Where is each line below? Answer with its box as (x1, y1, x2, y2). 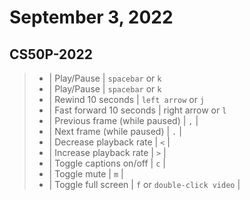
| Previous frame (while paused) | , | (48, 115, 199, 126)
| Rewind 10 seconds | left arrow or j (48, 94, 206, 105)
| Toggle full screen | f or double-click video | (48, 179, 241, 190)
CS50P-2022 (9, 46, 93, 63)
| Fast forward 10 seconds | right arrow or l (48, 104, 227, 116)
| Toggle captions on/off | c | (48, 157, 166, 169)
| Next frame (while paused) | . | (48, 126, 182, 137)
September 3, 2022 (9, 6, 174, 29)
